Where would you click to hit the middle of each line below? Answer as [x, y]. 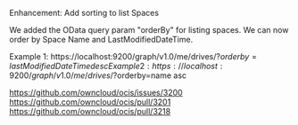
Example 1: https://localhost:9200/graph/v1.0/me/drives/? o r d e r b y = [133, 56]
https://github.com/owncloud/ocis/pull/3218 [90, 111]
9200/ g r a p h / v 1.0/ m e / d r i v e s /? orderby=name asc [98, 75]
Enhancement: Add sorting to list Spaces [84, 13]
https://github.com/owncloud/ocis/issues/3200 [96, 93]
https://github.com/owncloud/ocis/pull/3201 [90, 102]
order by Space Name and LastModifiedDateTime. [101, 39]
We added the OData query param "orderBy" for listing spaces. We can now [149, 30]
